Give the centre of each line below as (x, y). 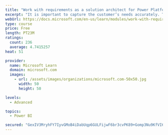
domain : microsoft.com (33, 70)
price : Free (17, 28)
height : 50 (30, 88)
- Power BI (21, 116)
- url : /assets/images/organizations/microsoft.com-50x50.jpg (80, 79)
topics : (13, 111)
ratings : (14, 38)
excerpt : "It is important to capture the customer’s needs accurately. (82, 14)
